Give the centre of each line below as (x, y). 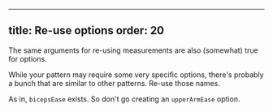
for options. (28, 58)
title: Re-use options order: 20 (87, 30)
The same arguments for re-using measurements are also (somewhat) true (133, 50)
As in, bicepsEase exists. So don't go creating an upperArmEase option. (124, 99)
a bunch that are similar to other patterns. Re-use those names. (115, 83)
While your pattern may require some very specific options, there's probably (136, 75)
